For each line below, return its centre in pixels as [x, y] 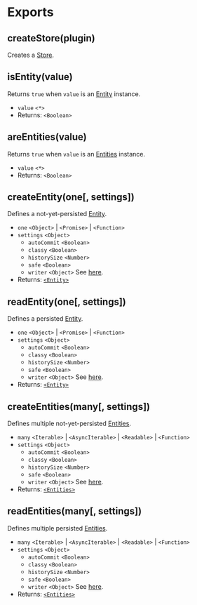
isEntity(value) [40, 77]
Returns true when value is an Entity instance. [74, 94]
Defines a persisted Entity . [45, 319]
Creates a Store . [31, 55]
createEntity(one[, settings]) [71, 197]
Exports [30, 12]
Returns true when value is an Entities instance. [76, 154]
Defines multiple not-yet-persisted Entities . [69, 424]
